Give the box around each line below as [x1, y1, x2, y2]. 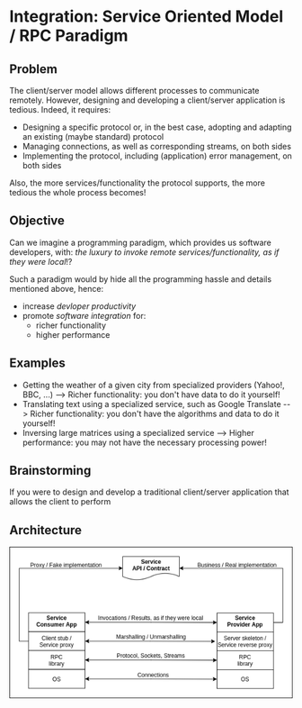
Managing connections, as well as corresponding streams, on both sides [22, 141, 292, 151]
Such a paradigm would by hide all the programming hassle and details [9, 273, 272, 285]
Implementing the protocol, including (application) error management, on [22, 150, 292, 161]
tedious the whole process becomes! [9, 187, 147, 197]
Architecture [9, 522, 83, 538]
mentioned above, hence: [9, 283, 104, 294]
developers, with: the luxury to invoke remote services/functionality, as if [9, 246, 280, 258]
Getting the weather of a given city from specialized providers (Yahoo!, [22, 379, 285, 390]
